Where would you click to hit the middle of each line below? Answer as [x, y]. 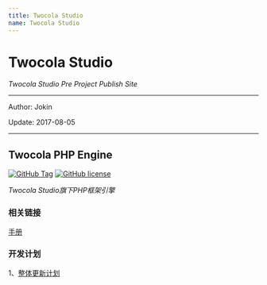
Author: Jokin [31, 107]
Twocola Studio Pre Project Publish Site [73, 84]
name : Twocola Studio [44, 23]
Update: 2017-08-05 [42, 122]
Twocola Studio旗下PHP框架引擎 [62, 191]
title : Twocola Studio [46, 15]
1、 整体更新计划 [34, 273]
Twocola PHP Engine [60, 154]
